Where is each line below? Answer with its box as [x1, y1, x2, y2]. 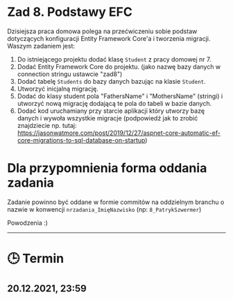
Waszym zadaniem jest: [7, 42, 75, 50]
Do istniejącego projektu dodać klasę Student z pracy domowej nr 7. [17, 55, 212, 63]
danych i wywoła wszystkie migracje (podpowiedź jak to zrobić [17, 113, 198, 122]
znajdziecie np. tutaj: [17, 121, 78, 129]
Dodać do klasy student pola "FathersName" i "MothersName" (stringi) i [17, 91, 223, 100]
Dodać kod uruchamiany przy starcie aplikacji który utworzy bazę [17, 107, 205, 115]
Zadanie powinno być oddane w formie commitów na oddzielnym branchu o [7, 198, 225, 206]
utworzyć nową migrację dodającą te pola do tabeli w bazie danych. [17, 99, 212, 107]
